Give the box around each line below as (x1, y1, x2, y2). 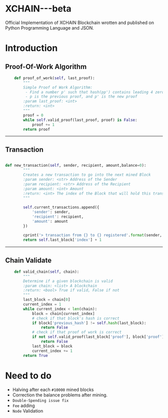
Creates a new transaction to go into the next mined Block (23, 172, 151, 177)
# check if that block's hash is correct (31, 316, 120, 321)
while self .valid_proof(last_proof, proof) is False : (23, 117, 137, 123)
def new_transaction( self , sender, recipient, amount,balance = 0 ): (5, 163, 146, 168)
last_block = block (31, 343, 72, 348)
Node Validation (12, 407, 43, 413)
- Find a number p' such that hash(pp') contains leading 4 (25, 90, 153, 95)
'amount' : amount (31, 219, 68, 224)
